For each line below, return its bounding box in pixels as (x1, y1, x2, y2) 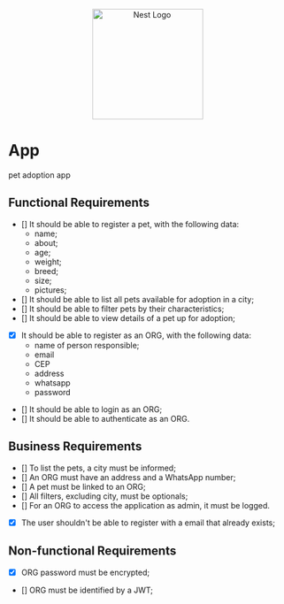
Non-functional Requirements (8, 544, 177, 559)
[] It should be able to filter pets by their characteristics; (20, 303, 225, 314)
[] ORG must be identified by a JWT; (20, 585, 154, 595)
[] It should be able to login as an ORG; (20, 403, 163, 415)
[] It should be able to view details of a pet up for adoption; (20, 312, 235, 323)
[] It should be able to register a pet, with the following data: (20, 218, 240, 229)
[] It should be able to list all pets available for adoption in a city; (20, 294, 254, 304)
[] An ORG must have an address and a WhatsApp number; (20, 471, 236, 482)
